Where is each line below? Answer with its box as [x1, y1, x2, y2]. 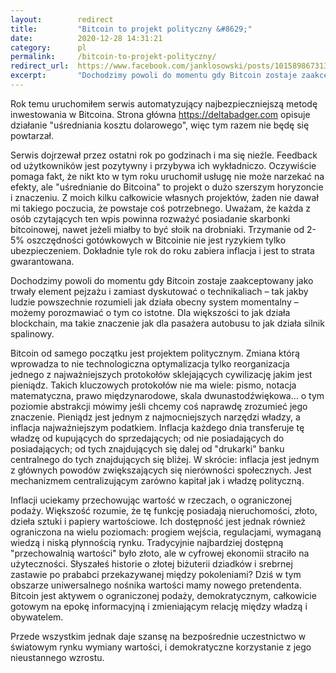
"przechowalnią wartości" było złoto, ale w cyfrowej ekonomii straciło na [10, 547, 310, 559]
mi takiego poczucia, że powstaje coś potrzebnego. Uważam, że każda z [10, 202, 311, 214]
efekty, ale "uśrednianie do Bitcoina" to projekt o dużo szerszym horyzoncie [10, 181, 324, 193]
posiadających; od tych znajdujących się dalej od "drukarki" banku [10, 442, 285, 455]
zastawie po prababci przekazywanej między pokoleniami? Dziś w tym [10, 568, 302, 580]
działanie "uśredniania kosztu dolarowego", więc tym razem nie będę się [10, 119, 310, 131]
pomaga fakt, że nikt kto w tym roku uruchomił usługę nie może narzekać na [10, 170, 325, 182]
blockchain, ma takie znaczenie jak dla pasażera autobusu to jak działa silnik [10, 317, 325, 329]
